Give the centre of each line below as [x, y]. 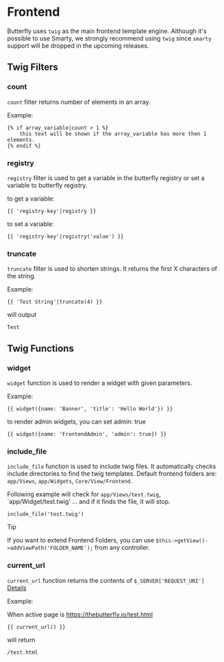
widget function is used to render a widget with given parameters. [100, 383]
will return [21, 639]
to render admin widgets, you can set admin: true [76, 421]
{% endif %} [24, 146]
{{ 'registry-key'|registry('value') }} [66, 236]
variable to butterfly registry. [47, 185]
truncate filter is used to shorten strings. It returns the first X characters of [112, 269]
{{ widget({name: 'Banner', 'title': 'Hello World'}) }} [90, 409]
